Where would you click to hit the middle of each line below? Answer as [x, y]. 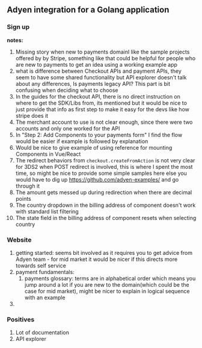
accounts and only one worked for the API [68, 128]
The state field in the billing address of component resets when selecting [106, 218]
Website [19, 240]
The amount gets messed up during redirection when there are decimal [104, 192]
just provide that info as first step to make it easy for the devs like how [103, 109]
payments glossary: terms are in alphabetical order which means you [110, 278]
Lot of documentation [42, 332]
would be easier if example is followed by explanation [82, 141]
